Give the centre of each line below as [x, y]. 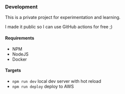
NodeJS [20, 54]
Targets [13, 70]
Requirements [20, 38]
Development [21, 7]
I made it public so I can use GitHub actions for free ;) [59, 27]
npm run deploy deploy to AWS [43, 86]
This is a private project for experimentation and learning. [63, 18]
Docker [20, 59]
